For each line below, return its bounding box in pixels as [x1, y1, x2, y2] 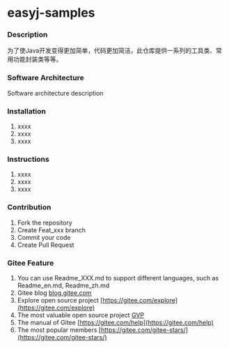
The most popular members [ [17, 326, 102, 334]
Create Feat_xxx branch [17, 225, 86, 234]
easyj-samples [7, 5, 95, 21]
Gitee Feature [7, 258, 54, 268]
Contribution [7, 202, 52, 212]
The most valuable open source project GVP [17, 310, 145, 319]
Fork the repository [17, 218, 73, 227]
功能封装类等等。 [13, 55, 63, 63]
